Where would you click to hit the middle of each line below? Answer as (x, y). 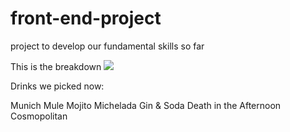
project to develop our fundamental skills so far (107, 46)
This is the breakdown (56, 66)
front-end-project (86, 18)
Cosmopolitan (39, 116)
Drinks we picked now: (57, 86)
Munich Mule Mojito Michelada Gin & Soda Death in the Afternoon (146, 105)
